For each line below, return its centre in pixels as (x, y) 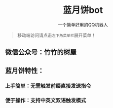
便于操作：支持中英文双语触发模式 (46, 100)
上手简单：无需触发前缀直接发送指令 (48, 86)
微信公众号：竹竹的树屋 (41, 52)
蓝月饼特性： (25, 70)
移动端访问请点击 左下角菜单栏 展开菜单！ (56, 35)
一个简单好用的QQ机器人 (83, 25)
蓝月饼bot (83, 10)
